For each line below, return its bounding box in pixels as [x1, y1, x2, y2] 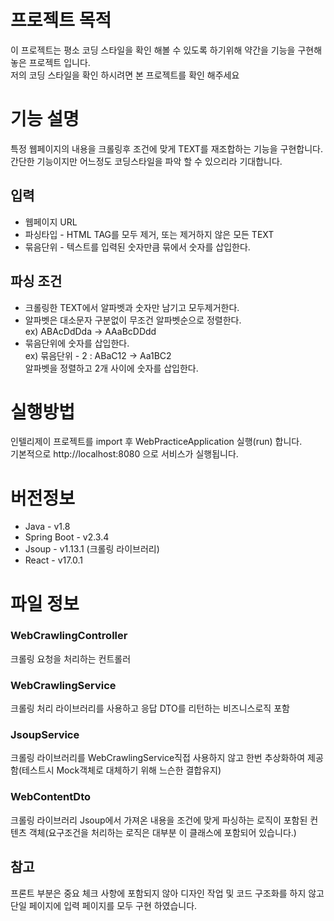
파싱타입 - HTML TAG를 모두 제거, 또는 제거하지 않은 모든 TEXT [24, 228, 275, 240]
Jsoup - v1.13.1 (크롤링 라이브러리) [24, 543, 160, 555]
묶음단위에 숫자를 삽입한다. [24, 337, 130, 349]
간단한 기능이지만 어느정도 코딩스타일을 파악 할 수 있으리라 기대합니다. [10, 155, 283, 167]
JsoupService [10, 728, 80, 742]
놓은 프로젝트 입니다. [10, 56, 91, 68]
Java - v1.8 [24, 521, 71, 533]
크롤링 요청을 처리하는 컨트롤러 [10, 652, 132, 665]
